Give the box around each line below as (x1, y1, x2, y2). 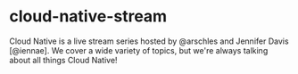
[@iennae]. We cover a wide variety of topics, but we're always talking (9, 45, 269, 55)
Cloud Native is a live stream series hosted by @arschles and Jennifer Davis (9, 36, 289, 46)
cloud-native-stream (9, 6, 168, 27)
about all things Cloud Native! (9, 54, 118, 65)
